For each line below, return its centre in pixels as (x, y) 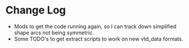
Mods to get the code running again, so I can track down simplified (95, 26)
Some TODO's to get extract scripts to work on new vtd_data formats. (99, 39)
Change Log (36, 10)
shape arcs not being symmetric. (54, 32)
